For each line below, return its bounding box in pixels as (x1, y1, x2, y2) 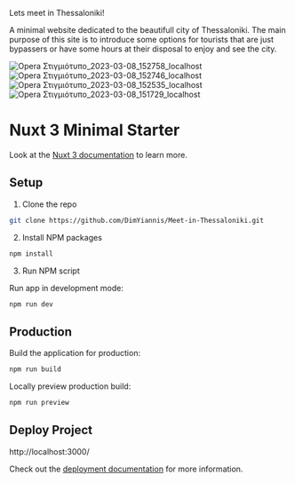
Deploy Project (9, 423, 93, 438)
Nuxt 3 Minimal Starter (9, 120, 180, 140)
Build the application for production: (9, 348, 140, 359)
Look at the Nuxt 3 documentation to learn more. (9, 149, 188, 160)
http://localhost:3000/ (9, 446, 91, 456)
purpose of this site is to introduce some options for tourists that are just (9, 35, 274, 44)
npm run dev (9, 299, 53, 309)
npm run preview (9, 399, 69, 408)
